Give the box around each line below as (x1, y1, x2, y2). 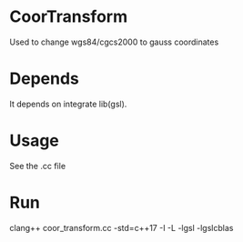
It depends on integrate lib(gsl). (9, 98, 127, 109)
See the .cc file (9, 160, 66, 171)
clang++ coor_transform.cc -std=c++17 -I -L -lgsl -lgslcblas (9, 222, 234, 233)
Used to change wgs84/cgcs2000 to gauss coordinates (9, 36, 219, 47)
